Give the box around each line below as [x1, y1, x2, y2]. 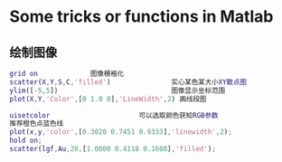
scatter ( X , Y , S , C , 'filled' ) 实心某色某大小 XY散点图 [9, 77, 247, 87]
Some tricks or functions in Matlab [9, 6, 274, 27]
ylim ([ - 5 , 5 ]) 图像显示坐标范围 [9, 86, 226, 95]
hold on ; [9, 136, 42, 146]
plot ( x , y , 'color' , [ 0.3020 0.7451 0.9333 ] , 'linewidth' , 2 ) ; [9, 128, 232, 137]
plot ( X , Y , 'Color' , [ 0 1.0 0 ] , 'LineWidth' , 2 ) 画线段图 [9, 94, 207, 103]
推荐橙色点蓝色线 [9, 119, 64, 129]
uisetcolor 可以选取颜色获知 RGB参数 [9, 110, 219, 119]
